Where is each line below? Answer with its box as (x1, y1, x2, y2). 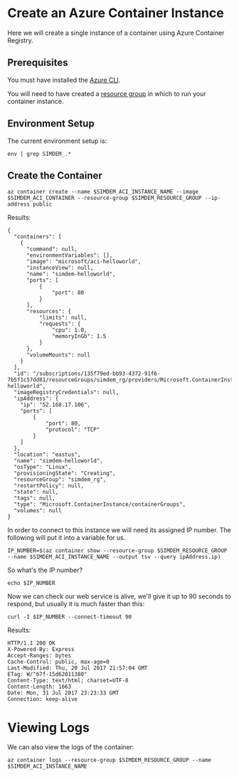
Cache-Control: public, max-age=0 (7, 658, 110, 666)
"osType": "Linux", (14, 464, 72, 471)
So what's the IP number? (7, 566, 83, 574)
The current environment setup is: (7, 137, 107, 145)
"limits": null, (38, 314, 87, 322)
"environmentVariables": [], (26, 252, 113, 259)
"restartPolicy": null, (14, 482, 84, 490)
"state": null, (14, 489, 59, 496)
